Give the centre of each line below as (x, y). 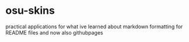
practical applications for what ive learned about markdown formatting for (94, 26)
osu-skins (30, 11)
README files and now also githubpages (54, 32)
